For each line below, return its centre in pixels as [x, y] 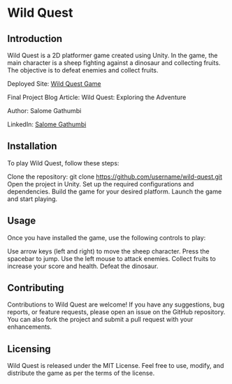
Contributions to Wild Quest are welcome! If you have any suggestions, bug [116, 304]
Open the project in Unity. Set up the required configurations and [101, 184]
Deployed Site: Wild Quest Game [54, 84]
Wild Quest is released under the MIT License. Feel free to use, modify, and [116, 366]
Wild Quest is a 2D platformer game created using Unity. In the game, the [113, 55]
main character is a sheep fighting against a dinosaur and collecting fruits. [114, 63]
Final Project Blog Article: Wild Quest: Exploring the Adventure [97, 97]
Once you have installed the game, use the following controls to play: [107, 237]
